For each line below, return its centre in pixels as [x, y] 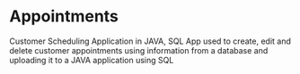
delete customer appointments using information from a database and [139, 50]
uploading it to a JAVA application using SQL [92, 60]
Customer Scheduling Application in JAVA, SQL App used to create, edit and [150, 41]
